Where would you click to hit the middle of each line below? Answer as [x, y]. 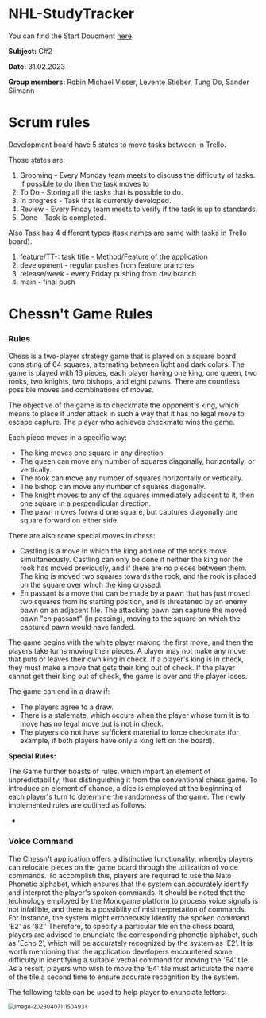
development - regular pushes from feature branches [107, 265]
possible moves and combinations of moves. [81, 390]
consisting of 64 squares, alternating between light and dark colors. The [126, 364]
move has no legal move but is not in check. [92, 724]
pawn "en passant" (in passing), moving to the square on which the [130, 619]
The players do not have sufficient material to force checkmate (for [129, 732]
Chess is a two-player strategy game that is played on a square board [122, 356]
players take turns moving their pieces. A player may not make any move [127, 651]
